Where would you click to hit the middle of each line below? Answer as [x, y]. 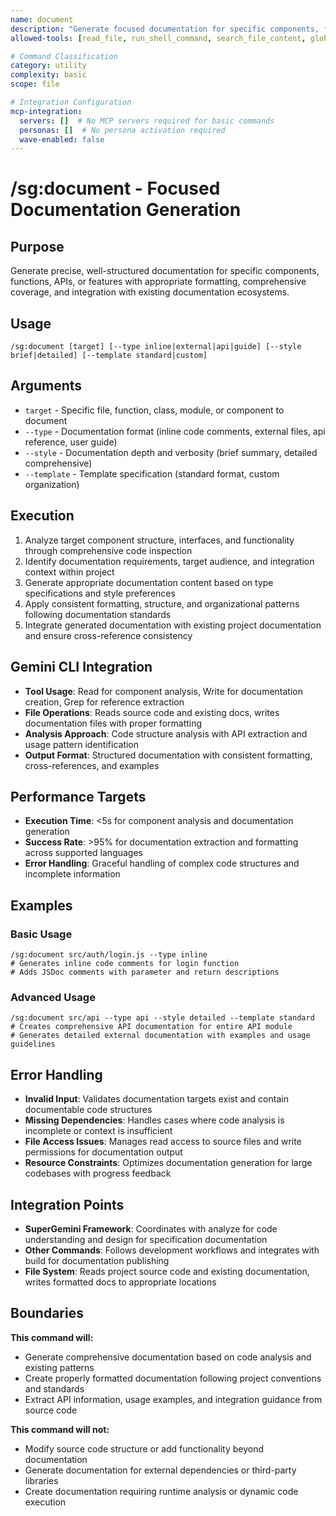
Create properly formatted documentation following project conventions [173, 1378]
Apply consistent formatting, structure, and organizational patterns [162, 603]
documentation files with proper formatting [113, 723]
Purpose [37, 246]
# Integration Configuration [71, 102]
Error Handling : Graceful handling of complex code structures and [162, 863]
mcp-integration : [46, 111]
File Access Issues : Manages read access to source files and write [163, 1142]
